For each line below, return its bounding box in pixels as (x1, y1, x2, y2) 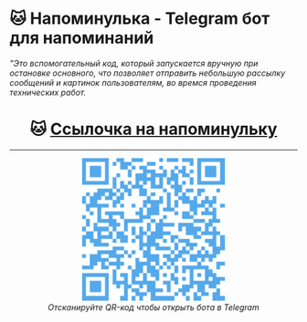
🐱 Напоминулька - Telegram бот (9, 8, 270, 29)
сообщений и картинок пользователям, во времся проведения (9, 77, 258, 88)
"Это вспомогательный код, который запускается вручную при (9, 57, 259, 68)
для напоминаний (9, 27, 154, 48)
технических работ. (9, 87, 87, 98)
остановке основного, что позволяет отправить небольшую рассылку (9, 68, 286, 78)
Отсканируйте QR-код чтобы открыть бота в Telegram (48, 301, 259, 313)
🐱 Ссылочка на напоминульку (29, 119, 278, 140)
